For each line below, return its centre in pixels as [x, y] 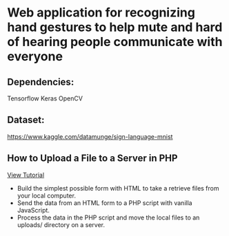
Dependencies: [41, 82]
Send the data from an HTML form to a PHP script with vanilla [104, 203]
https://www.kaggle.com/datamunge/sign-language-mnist [90, 136]
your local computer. [46, 195]
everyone [35, 57]
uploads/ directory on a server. [61, 224]
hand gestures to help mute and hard [115, 27]
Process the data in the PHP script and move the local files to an [108, 217]
